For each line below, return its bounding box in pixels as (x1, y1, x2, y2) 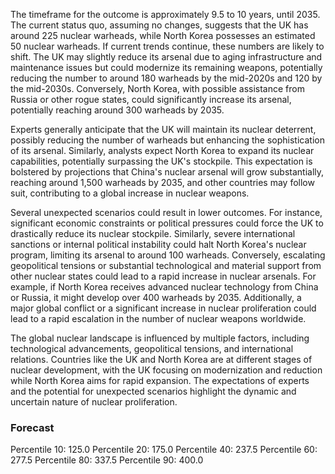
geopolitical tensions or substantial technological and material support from (10, 260, 322, 271)
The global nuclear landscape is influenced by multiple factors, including (10, 332, 310, 344)
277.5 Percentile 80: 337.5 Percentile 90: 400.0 (10, 454, 204, 466)
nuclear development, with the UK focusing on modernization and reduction (10, 364, 323, 376)
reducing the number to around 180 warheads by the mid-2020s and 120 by (10, 72, 323, 84)
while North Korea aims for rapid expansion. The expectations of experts (10, 375, 310, 386)
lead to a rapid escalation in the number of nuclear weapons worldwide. (10, 313, 307, 324)
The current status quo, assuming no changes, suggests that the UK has (10, 19, 309, 31)
